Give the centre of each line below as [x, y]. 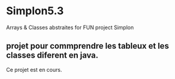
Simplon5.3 [35, 11]
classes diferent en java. [52, 56]
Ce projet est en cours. [34, 69]
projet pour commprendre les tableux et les [87, 46]
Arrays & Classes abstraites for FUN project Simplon [70, 27]
